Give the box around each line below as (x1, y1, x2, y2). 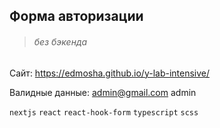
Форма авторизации (9, 8, 144, 25)
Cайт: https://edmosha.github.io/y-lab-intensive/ (9, 67, 211, 79)
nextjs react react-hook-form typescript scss (9, 107, 199, 118)
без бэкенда (33, 35, 88, 48)
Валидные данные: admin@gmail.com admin (9, 86, 197, 98)
